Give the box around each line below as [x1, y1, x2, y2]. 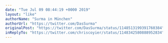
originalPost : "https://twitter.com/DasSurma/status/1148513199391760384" [5, 26, 164, 31]
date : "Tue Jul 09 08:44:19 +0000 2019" [5, 7, 91, 12]
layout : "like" [5, 12, 37, 17]
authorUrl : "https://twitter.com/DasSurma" [5, 21, 97, 26]
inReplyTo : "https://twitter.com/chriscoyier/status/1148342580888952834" [5, 30, 164, 35]
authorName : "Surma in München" [5, 16, 72, 21]
